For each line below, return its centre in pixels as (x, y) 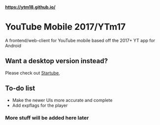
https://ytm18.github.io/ (30, 7)
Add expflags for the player (40, 105)
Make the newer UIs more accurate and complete (62, 100)
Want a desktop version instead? (57, 61)
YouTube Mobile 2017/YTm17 (65, 27)
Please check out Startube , (32, 73)
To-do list (20, 88)
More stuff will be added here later (47, 118)
